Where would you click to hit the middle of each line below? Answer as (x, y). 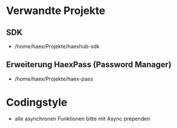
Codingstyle (37, 102)
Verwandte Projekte (56, 11)
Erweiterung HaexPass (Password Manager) (89, 65)
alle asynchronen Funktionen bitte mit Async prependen (82, 119)
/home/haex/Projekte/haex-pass (54, 79)
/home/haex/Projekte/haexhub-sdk (57, 46)
